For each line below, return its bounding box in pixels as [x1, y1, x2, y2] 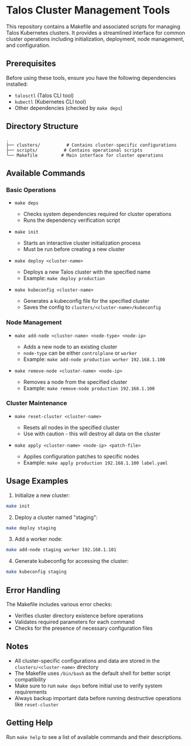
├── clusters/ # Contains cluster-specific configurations [6, 142, 177, 148]
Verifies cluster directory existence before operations [14, 612, 144, 619]
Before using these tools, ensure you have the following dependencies [6, 74, 176, 81]
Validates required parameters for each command [14, 618, 135, 625]
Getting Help [6, 718, 53, 728]
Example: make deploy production [23, 275, 105, 282]
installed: [6, 80, 28, 87]
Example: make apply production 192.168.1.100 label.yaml [23, 459, 168, 466]
